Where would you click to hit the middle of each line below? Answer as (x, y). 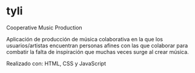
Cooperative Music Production (45, 28)
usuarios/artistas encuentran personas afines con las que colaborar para (97, 45)
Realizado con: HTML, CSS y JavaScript (56, 63)
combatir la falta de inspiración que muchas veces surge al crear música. (97, 51)
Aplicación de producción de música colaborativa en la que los (85, 39)
